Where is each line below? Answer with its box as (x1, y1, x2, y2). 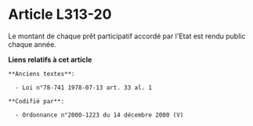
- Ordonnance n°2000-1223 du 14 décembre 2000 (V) (15, 111, 184, 119)
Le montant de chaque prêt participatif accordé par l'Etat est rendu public (8, 31, 246, 41)
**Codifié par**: (8, 97, 65, 105)
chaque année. (8, 39, 56, 49)
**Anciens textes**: (8, 70, 76, 77)
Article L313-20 (8, 5, 112, 23)
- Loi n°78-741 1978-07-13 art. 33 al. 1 (15, 84, 153, 92)
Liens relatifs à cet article (8, 55, 92, 64)
